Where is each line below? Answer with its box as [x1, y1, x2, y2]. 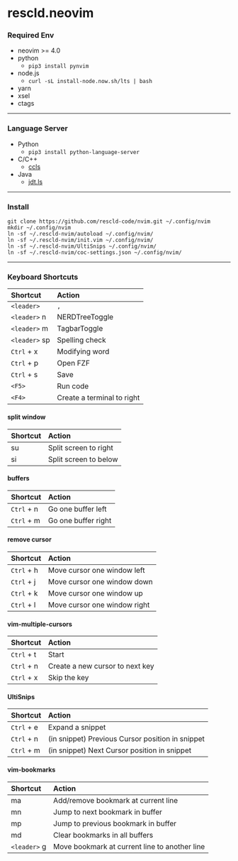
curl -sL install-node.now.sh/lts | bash [28, 78, 152, 85]
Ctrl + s [11, 370, 38, 380]
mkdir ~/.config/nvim [7, 224, 72, 231]
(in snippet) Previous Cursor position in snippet [48, 734, 205, 744]
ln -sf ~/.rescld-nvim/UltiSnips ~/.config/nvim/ [7, 243, 157, 250]
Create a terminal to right [57, 393, 140, 402]
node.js [17, 69, 40, 77]
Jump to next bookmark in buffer [52, 807, 163, 817]
